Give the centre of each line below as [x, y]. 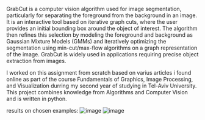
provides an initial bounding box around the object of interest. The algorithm [102, 28]
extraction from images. [36, 61]
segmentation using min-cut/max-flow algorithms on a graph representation [102, 48]
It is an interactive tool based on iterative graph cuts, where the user [92, 22]
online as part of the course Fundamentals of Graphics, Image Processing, [100, 79]
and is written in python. [37, 99]
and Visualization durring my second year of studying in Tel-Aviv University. [102, 86]
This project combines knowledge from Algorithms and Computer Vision [97, 92]
